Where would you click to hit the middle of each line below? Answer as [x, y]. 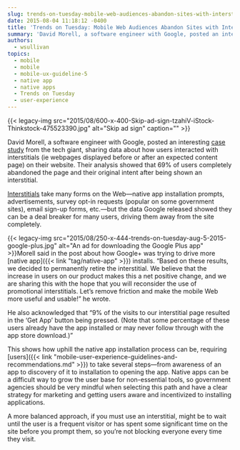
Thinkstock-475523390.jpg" [49, 128]
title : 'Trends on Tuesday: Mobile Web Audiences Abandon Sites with [113, 27]
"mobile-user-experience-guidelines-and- [115, 357]
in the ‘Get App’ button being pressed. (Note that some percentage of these [119, 320]
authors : [20, 41]
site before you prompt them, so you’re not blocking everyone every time [115, 431]
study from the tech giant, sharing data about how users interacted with [113, 150]
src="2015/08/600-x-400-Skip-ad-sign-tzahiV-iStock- [134, 121]
